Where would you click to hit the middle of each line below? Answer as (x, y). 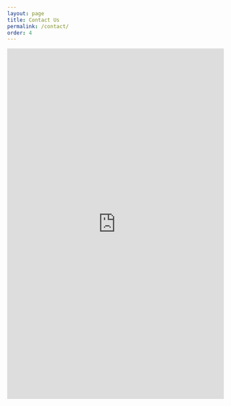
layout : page (26, 13)
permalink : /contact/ (38, 26)
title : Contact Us (33, 20)
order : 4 (20, 33)
